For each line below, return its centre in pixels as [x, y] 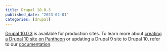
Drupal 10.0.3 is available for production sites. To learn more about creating [83, 34]
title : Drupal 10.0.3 [28, 10]
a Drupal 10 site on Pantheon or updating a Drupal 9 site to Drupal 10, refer [83, 39]
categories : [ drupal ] [28, 19]
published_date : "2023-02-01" [37, 15]
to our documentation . [28, 44]
